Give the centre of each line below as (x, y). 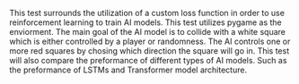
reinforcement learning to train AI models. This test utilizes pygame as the (146, 22)
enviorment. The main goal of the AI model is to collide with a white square (147, 32)
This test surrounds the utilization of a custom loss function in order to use (147, 13)
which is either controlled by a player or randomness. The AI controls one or (150, 41)
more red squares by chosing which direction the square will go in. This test (149, 51)
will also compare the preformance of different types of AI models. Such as (148, 60)
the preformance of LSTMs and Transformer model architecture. (128, 70)
